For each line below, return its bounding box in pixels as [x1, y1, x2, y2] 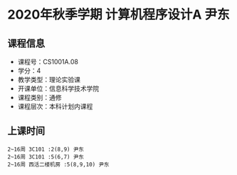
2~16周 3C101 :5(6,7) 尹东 [7, 153, 84, 161]
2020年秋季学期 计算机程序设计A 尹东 [7, 6, 230, 23]
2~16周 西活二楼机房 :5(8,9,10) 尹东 [7, 161, 110, 168]
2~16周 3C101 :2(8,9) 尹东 [7, 146, 84, 153]
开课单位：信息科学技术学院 [17, 84, 100, 93]
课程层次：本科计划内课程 [17, 102, 93, 111]
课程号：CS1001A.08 [17, 58, 78, 66]
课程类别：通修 [17, 94, 62, 101]
